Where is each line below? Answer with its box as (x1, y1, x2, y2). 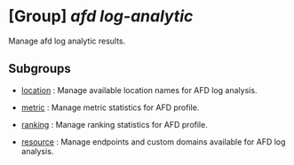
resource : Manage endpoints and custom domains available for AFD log (20, 136, 286, 147)
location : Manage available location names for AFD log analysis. (20, 84, 258, 95)
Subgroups (8, 61, 72, 76)
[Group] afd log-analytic (8, 6, 194, 27)
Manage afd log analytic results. (8, 35, 126, 46)
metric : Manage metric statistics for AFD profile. (20, 102, 200, 113)
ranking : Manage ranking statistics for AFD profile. (20, 119, 208, 130)
